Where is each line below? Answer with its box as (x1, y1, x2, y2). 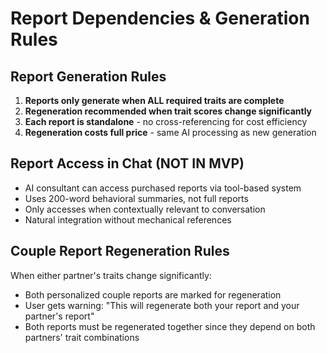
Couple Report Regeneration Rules (10, 243, 230, 260)
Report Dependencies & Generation (10, 7, 310, 30)
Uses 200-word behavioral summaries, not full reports (24, 192, 249, 204)
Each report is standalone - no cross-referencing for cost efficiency (24, 116, 308, 127)
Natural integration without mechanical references (24, 213, 232, 226)
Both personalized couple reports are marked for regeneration (24, 288, 282, 301)
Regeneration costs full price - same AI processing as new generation (24, 127, 317, 138)
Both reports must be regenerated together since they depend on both (24, 320, 316, 332)
